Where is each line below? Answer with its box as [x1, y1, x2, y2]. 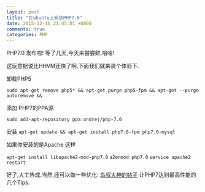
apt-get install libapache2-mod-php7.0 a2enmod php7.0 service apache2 [6, 154, 191, 161]
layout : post [6, 9, 40, 15]
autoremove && [6, 93, 43, 99]
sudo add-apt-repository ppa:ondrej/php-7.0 [6, 117, 122, 123]
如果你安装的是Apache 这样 [6, 141, 76, 149]
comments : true [6, 26, 45, 32]
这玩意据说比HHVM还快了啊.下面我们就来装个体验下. [6, 62, 139, 70]
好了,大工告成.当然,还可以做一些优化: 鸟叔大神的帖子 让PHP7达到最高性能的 [6, 171, 196, 179]
